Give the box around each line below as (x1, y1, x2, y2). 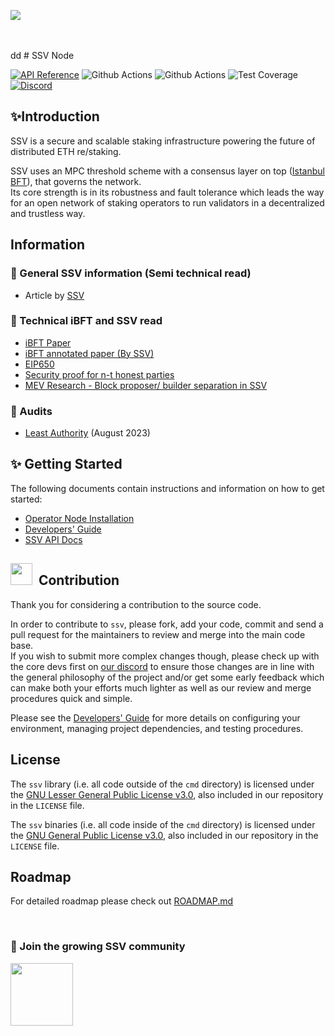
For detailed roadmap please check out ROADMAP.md (10, 895, 234, 907)
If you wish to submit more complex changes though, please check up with (10, 650, 320, 662)
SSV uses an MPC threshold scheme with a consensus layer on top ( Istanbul (10, 165, 325, 177)
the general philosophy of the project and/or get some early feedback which (10, 671, 325, 683)
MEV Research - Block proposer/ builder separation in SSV (24, 379, 268, 391)
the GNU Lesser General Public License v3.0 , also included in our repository (10, 788, 324, 800)
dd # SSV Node (10, 50, 75, 61)
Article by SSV (24, 289, 85, 301)
